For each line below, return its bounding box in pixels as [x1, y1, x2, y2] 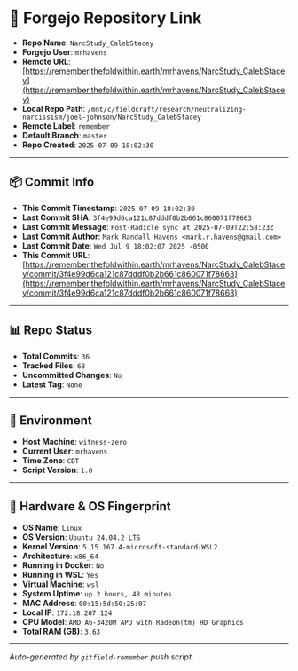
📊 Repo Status [9, 323, 93, 338]
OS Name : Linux [21, 523, 82, 533]
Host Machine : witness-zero [21, 437, 127, 447]
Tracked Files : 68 [21, 359, 86, 371]
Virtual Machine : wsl [21, 579, 99, 589]
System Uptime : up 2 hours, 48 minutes [21, 588, 173, 599]
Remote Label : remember [21, 120, 111, 131]
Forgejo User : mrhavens [21, 46, 107, 57]
